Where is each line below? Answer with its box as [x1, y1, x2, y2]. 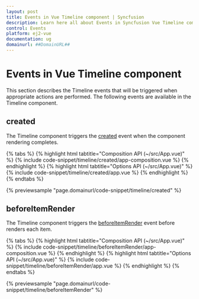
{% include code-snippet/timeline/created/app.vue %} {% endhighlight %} [6, 169, 188, 176]
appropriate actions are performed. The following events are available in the [6, 93, 191, 100]
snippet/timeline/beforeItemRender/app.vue [6, 262, 113, 269]
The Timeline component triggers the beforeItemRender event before [6, 220, 175, 227]
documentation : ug [6, 36, 52, 42]
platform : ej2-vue [6, 31, 52, 37]
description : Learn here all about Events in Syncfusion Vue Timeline [6, 20, 184, 25]
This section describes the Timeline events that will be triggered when [6, 86, 178, 94]
